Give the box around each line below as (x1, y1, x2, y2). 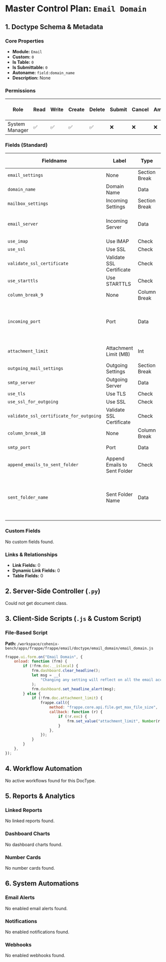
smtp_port (7, 445, 31, 450)
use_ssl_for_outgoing (7, 399, 58, 405)
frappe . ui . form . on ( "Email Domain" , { (5, 654, 83, 659)
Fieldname (41, 158, 67, 164)
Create (68, 106, 85, 113)
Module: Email (12, 48, 42, 54)
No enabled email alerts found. (5, 905, 68, 911)
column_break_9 (7, 292, 43, 298)
